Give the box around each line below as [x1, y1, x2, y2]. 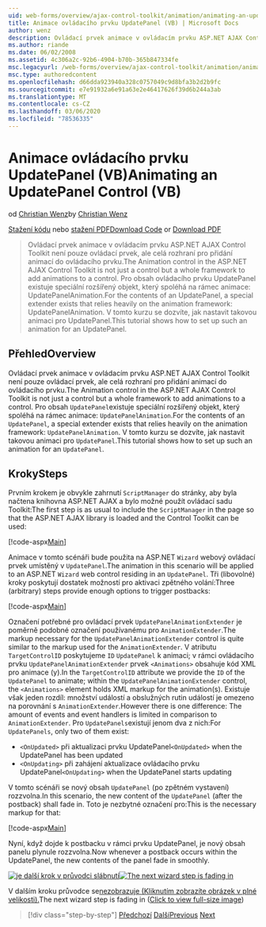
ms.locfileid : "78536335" [8, 115, 93, 123]
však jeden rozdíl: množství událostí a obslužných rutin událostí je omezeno [8, 693, 255, 702]
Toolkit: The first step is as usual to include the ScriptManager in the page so [8, 505, 255, 514]
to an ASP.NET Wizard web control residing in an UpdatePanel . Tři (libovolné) [8, 569, 256, 579]
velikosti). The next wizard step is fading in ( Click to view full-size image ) [8, 894, 245, 905]
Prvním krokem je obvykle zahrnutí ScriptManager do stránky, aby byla [8, 488, 237, 498]
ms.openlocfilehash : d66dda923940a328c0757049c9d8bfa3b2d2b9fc [8, 78, 222, 86]
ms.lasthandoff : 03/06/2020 [8, 108, 101, 116]
